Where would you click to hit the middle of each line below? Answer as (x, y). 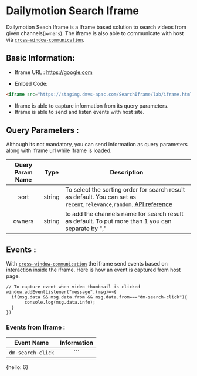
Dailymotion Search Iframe (72, 11)
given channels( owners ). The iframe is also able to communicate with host (95, 33)
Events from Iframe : (36, 327)
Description (127, 173)
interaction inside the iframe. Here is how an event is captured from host (94, 270)
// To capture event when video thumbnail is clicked (73, 287)
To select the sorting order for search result (125, 190)
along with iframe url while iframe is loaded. (59, 150)
